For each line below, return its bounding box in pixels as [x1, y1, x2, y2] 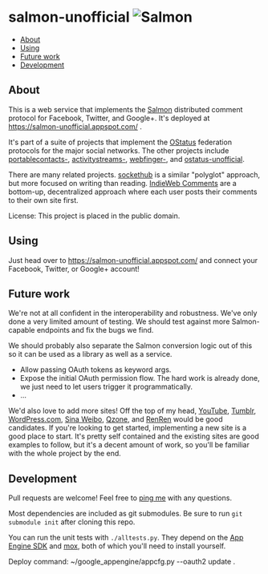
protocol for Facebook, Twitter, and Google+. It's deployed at [8, 113, 210, 123]
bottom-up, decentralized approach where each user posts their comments [8, 187, 258, 196]
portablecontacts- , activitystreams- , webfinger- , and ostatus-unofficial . [8, 154, 245, 164]
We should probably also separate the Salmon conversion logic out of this [8, 341, 253, 350]
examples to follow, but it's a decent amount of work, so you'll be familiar [8, 440, 250, 450]
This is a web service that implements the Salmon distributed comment [8, 104, 243, 114]
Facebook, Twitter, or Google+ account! [8, 264, 140, 273]
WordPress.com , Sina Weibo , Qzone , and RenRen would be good [8, 414, 223, 424]
